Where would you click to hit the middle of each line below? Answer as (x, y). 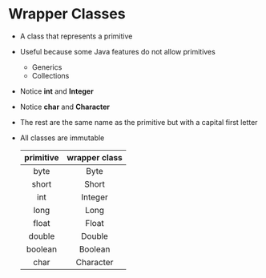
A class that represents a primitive (76, 36)
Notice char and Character (65, 107)
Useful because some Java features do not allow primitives (118, 51)
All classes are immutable (62, 138)
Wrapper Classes (67, 14)
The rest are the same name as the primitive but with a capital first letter (139, 122)
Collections (50, 75)
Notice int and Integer (56, 91)
